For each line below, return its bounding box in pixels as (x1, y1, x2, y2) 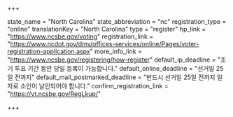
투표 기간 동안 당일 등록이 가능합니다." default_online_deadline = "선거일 (14, 64, 215, 72)
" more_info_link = (90, 47, 142, 55)
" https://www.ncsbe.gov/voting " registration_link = (7, 32, 154, 41)
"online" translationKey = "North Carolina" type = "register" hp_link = (7, 25, 206, 33)
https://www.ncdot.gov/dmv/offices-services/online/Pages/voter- (10, 40, 199, 48)
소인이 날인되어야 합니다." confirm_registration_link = (20, 82, 169, 90)
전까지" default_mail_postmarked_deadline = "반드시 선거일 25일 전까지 (14, 73, 216, 81)
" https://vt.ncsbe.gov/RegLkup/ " (7, 90, 101, 98)
